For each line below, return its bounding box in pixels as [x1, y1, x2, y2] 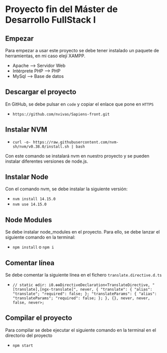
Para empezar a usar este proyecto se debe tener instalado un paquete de [5, 48, 159, 53]
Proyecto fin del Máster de [5, 4, 118, 15]
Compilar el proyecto [5, 314, 72, 322]
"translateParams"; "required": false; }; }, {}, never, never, [12, 296, 150, 301]
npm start [12, 343, 34, 348]
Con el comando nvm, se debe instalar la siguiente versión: [5, 186, 128, 192]
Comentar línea [5, 259, 55, 267]
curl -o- [12, 140, 31, 145]
